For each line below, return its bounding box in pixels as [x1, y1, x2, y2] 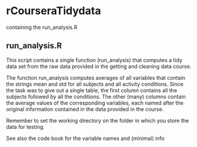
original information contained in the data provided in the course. [6, 105, 164, 113]
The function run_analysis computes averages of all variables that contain [6, 74, 186, 81]
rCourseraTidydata [6, 4, 101, 18]
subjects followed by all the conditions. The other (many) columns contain [6, 93, 186, 100]
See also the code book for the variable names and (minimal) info [6, 135, 165, 142]
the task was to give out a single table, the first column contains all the [6, 87, 178, 94]
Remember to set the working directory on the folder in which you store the [6, 117, 189, 124]
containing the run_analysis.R [6, 24, 78, 31]
